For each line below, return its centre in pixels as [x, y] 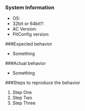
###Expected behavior [29, 44]
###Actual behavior [25, 63]
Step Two [22, 98]
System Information [30, 7]
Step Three [24, 103]
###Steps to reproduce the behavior [43, 83]
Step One [22, 92]
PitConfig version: [31, 34]
